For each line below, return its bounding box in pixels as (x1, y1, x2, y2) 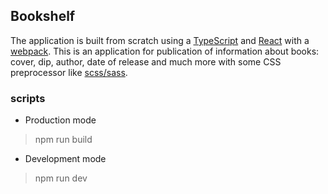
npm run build (34, 134, 93, 146)
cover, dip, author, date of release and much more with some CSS (10, 55, 282, 68)
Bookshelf (10, 8, 76, 25)
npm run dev (34, 172, 88, 184)
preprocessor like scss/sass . (10, 66, 128, 78)
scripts (10, 91, 46, 105)
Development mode (24, 153, 107, 165)
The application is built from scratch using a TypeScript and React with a (10, 34, 310, 46)
